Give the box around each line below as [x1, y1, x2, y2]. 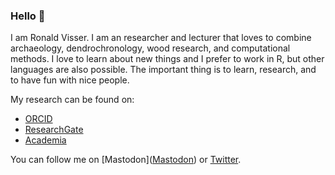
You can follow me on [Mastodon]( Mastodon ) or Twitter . [10, 154, 242, 166]
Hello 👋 [10, 9, 46, 23]
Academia [24, 134, 67, 146]
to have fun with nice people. [10, 74, 130, 86]
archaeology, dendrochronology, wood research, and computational [10, 42, 291, 54]
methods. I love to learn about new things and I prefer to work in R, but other [10, 53, 325, 65]
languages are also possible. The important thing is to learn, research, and [10, 64, 317, 76]
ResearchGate [24, 124, 84, 136]
